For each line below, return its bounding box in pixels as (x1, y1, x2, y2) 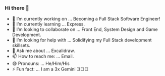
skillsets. (12, 42, 31, 48)
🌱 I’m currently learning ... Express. (12, 21, 85, 27)
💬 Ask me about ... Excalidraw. (12, 47, 75, 54)
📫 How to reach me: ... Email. (12, 53, 74, 59)
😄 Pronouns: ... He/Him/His (12, 60, 70, 66)
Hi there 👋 (5, 4, 30, 11)
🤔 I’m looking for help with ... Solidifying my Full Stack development (12, 37, 152, 43)
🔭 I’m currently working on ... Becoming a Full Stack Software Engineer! (12, 16, 160, 22)
